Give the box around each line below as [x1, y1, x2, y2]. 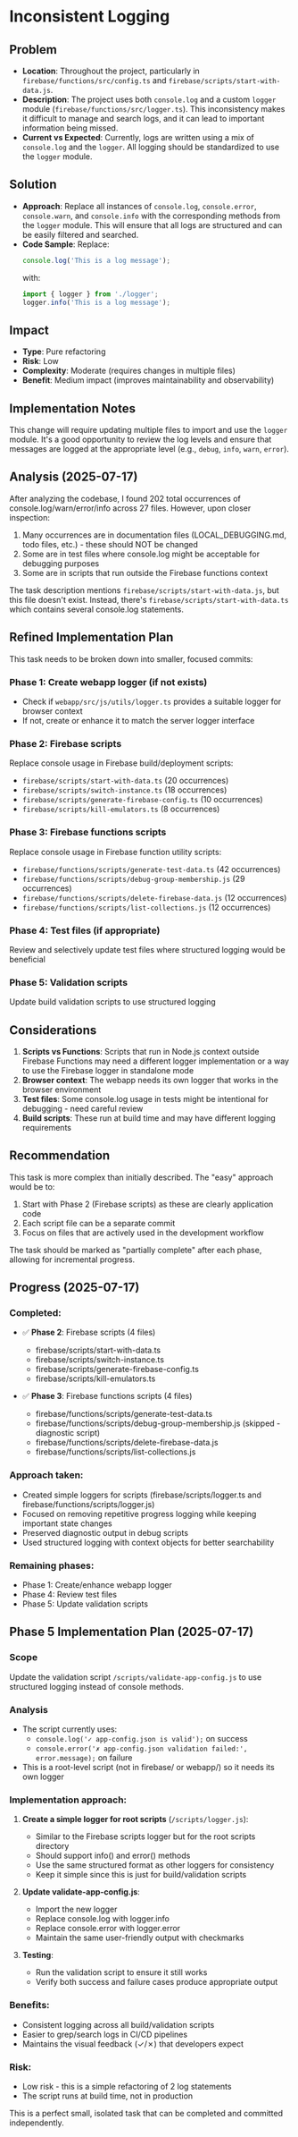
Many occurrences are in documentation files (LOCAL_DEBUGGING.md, [21, 530, 287, 540]
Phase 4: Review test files [21, 1590, 118, 1600]
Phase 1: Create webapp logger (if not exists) [9, 675, 208, 688]
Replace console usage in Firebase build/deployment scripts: [9, 758, 234, 768]
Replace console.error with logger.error [35, 1923, 181, 1934]
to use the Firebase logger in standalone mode [21, 1064, 195, 1075]
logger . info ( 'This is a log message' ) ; [21, 298, 171, 307]
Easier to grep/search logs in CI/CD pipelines [21, 2029, 188, 2039]
